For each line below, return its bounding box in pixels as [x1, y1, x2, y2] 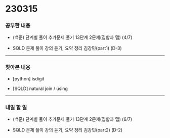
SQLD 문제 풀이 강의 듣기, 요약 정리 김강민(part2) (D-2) [12, 127, 123, 133]
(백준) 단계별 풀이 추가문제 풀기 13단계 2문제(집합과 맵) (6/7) [12, 116, 133, 122]
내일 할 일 [5, 104, 27, 111]
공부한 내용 [5, 22, 31, 29]
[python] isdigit [12, 75, 45, 81]
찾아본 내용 [5, 64, 31, 71]
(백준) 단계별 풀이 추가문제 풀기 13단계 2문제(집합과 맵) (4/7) [12, 34, 133, 40]
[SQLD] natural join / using [12, 85, 68, 91]
